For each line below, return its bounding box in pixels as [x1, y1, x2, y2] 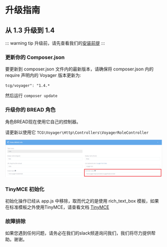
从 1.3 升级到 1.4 [5, 26, 55, 34]
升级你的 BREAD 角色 [5, 106, 56, 113]
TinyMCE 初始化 [5, 186, 45, 193]
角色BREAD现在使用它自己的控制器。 [5, 118, 81, 125]
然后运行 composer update [5, 93, 58, 99]
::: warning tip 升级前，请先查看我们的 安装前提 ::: [5, 40, 105, 46]
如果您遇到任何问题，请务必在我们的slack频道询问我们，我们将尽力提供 [5, 230, 152, 236]
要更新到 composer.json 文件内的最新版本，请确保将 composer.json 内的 [5, 66, 154, 72]
